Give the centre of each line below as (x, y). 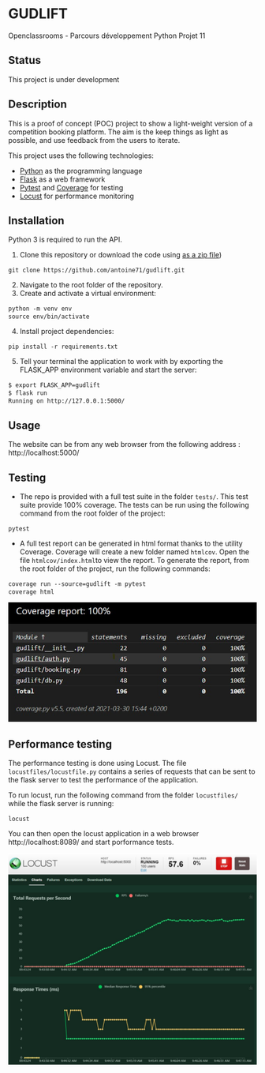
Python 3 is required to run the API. (65, 240)
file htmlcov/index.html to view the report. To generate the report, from (134, 560)
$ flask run (28, 393)
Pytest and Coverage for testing (71, 187)
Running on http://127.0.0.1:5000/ (67, 401)
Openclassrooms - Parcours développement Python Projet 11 (107, 36)
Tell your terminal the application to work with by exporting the (121, 362)
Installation (36, 221)
